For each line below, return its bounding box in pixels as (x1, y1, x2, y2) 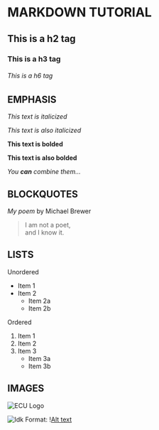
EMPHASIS (7, 93, 57, 105)
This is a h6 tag (7, 72, 53, 80)
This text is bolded (7, 140, 63, 149)
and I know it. (24, 228, 65, 237)
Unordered (7, 267, 39, 276)
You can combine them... (7, 168, 81, 176)
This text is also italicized (7, 126, 82, 135)
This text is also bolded (7, 154, 77, 162)
